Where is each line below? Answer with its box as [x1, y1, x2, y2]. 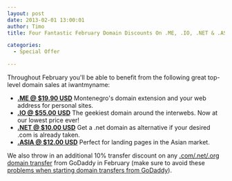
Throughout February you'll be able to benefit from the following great [7, 73, 206, 82]
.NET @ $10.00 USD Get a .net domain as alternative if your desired [17, 124, 211, 131]
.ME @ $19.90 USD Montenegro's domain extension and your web [17, 94, 207, 102]
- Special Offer [13, 48, 60, 55]
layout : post [7, 10, 45, 17]
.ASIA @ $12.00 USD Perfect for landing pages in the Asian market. [17, 138, 211, 146]
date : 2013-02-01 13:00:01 [7, 17, 85, 23]
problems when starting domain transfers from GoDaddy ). [7, 166, 173, 174]
